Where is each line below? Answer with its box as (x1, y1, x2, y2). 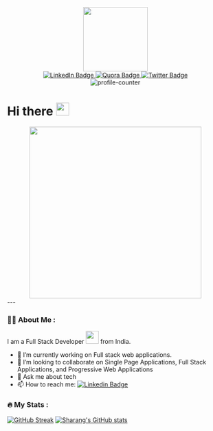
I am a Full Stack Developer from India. (7, 338, 131, 346)
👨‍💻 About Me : (7, 315, 56, 325)
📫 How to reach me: (16, 380, 76, 388)
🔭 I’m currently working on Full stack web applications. (16, 351, 172, 359)
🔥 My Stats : (7, 400, 49, 410)
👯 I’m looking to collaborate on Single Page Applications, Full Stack (16, 358, 207, 366)
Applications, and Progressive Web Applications (16, 365, 153, 373)
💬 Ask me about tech (16, 373, 77, 381)
